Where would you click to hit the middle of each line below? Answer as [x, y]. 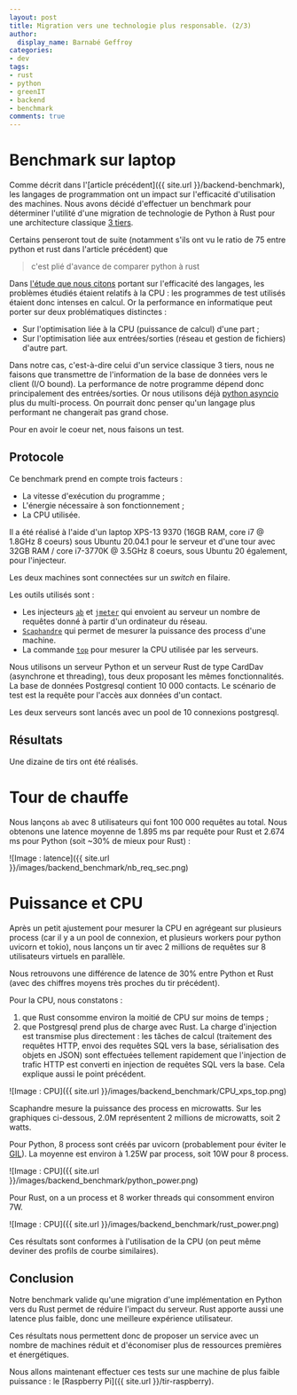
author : [23, 34]
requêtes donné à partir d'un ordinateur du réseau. [115, 621]
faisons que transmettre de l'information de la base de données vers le [138, 374]
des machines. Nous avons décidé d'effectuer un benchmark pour [130, 204]
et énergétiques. [39, 1355]
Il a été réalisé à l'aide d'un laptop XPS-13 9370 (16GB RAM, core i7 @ [137, 532]
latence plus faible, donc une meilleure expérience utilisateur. [121, 1319]
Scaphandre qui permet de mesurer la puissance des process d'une [144, 630]
